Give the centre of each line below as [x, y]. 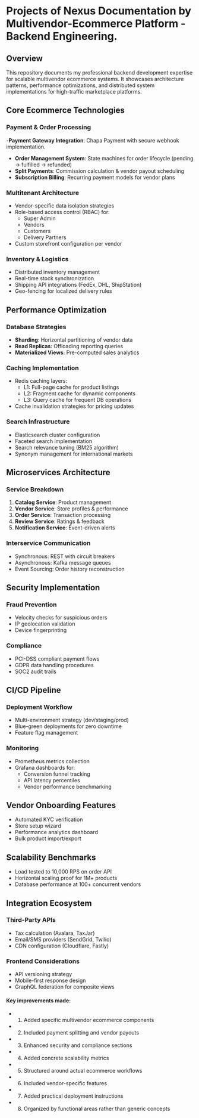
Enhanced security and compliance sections [78, 1045]
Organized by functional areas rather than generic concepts [97, 1109]
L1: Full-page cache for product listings [71, 387]
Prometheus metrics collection [52, 761]
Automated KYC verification [49, 820]
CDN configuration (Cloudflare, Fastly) [62, 946]
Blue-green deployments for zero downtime [68, 726]
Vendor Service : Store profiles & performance [71, 509]
